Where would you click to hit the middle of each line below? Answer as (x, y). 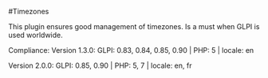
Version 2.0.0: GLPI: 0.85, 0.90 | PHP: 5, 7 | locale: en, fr (100, 65)
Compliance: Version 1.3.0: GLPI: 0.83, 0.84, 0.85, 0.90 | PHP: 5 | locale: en (131, 50)
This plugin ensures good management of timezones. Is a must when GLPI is (134, 26)
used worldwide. (36, 35)
